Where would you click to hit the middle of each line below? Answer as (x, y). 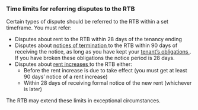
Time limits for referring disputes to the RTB (71, 9)
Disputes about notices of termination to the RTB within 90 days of (96, 45)
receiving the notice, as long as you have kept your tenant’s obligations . (103, 52)
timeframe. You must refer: (39, 28)
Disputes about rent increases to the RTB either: (73, 64)
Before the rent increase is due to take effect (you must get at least (106, 71)
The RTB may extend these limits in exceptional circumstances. (84, 101)
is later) (33, 89)
